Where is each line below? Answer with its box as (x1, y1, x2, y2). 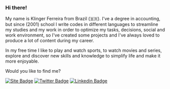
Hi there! (5, 4, 27, 11)
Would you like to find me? (5, 68, 61, 74)
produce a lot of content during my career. (5, 38, 94, 44)
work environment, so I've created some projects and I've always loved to (5, 32, 160, 38)
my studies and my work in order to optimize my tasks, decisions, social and (5, 27, 165, 33)
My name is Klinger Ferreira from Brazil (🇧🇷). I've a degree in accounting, (5, 16, 161, 22)
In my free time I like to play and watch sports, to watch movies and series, (5, 47, 162, 53)
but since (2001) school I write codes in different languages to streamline (5, 21, 159, 27)
